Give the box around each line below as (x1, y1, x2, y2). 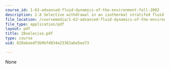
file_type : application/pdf (5, 21, 65, 27)
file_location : (5, 17, 37, 22)
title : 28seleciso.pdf (5, 31, 53, 36)
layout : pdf (5, 26, 30, 31)
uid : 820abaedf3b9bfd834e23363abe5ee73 (5, 41, 90, 46)
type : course (5, 36, 33, 41)
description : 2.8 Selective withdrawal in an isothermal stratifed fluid (5, 12, 164, 17)
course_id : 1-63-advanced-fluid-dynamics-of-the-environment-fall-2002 (5, 7, 159, 13)
